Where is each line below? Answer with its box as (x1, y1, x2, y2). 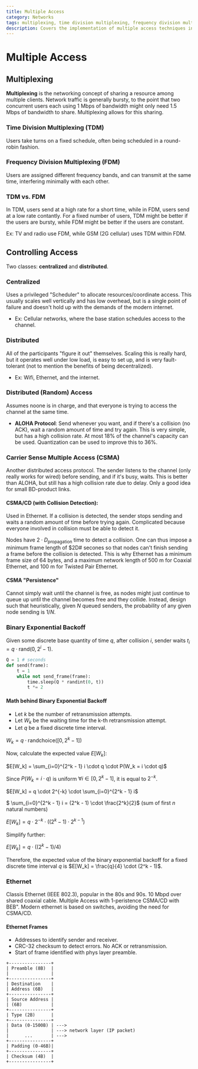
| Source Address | (6, 997, 54, 1003)
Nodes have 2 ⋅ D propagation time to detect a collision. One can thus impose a (6, 536, 192, 545)
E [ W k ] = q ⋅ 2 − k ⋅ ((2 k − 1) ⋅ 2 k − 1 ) (6, 817, 85, 826)
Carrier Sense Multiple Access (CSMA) (6, 453, 120, 462)
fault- (163, 356, 177, 363)
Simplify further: (6, 831, 46, 838)
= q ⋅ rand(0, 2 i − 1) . (6, 645, 53, 653)
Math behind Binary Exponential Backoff (6, 697, 107, 704)
